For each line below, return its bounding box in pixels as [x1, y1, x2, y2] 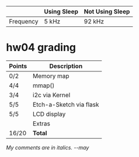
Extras [33, 120, 51, 128]
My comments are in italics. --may [6, 144, 89, 151]
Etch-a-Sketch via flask [33, 100, 99, 108]
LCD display [33, 110, 66, 118]
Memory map [33, 71, 69, 80]
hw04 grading [6, 41, 77, 54]
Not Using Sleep [84, 8, 130, 15]
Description [49, 62, 83, 70]
